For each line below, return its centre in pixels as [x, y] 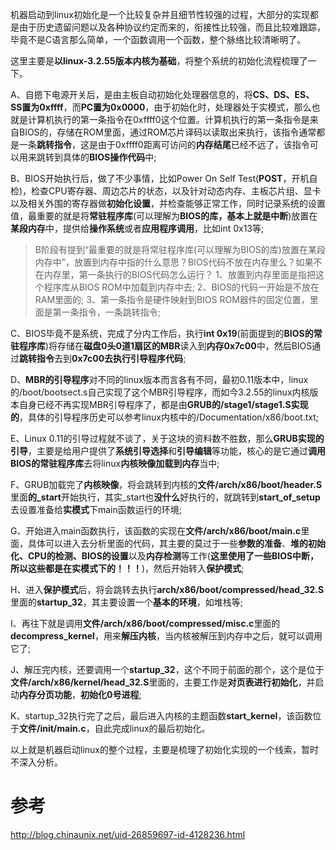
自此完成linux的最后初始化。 [152, 728]
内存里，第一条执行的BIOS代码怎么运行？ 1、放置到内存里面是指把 [180, 274]
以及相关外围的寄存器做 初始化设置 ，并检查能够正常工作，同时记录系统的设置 [168, 203]
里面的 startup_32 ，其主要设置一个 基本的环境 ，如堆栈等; [126, 602]
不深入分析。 [36, 762]
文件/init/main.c [53, 728]
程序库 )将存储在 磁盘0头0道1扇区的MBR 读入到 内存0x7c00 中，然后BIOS [165, 346]
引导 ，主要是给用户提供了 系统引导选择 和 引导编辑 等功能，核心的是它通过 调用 [168, 451]
